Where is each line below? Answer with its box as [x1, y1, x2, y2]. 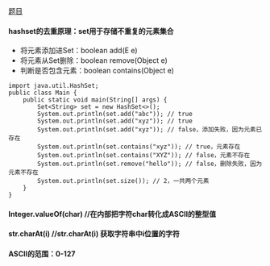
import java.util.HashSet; [8, 82, 99, 90]
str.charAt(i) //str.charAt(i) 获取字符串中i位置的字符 [8, 229, 180, 239]
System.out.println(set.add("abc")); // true [37, 110, 193, 118]
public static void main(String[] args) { [23, 96, 168, 104]
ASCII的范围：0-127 [8, 248, 76, 259]
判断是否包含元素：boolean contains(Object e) [19, 66, 175, 76]
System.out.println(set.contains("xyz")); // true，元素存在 [37, 143, 241, 151]
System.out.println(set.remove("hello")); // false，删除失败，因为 [37, 160, 263, 168]
